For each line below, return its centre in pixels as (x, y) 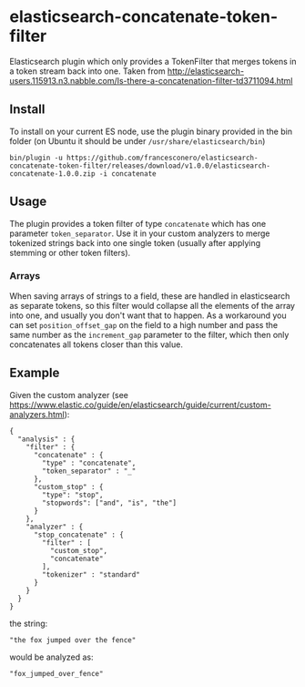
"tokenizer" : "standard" (91, 574)
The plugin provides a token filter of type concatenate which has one (138, 223)
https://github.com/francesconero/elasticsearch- (163, 158)
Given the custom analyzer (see (69, 395)
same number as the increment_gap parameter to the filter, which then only (149, 334)
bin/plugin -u (36, 158)
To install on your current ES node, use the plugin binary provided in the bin (151, 131)
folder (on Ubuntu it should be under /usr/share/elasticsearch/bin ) (137, 141)
